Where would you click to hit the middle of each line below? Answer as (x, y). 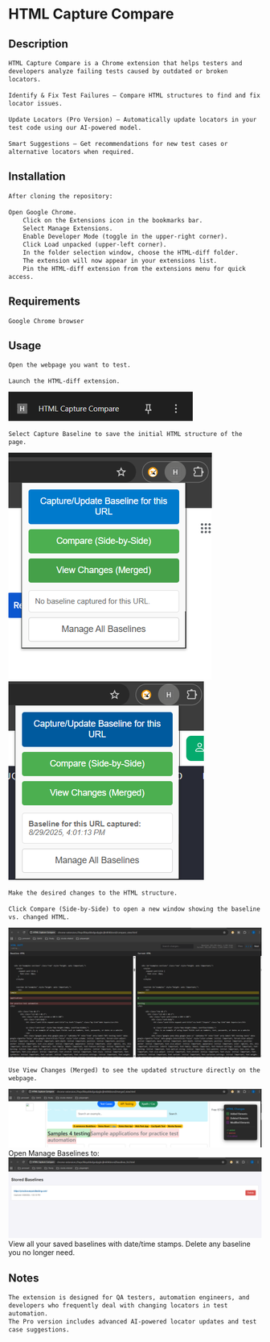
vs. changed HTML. (39, 917)
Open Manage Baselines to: (54, 1153)
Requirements (44, 302)
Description (38, 44)
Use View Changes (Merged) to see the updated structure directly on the (135, 1070)
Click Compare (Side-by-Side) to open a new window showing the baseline (135, 909)
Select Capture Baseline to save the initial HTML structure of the (125, 434)
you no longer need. (42, 1253)
